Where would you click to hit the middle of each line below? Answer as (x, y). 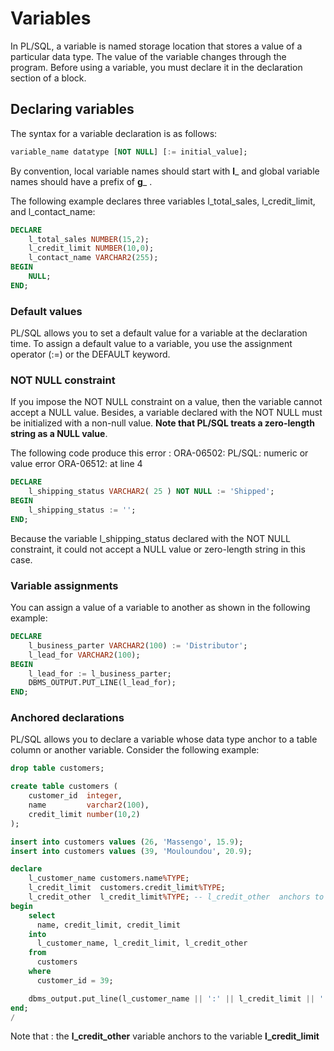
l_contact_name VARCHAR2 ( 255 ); (93, 258)
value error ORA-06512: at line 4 (76, 464)
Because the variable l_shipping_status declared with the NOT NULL (151, 538)
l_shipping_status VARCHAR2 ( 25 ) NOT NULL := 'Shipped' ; (151, 492)
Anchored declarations (67, 718)
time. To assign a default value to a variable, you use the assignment (151, 344)
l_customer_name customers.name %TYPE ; (109, 878)
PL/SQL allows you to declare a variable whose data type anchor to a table (164, 739)
